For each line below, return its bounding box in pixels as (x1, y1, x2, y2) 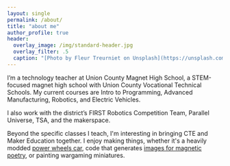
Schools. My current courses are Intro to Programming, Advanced (7, 88, 193, 96)
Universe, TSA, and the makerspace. (7, 116, 111, 124)
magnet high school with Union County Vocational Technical (31, 80, 202, 89)
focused (7, 80, 31, 89)
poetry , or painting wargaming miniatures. (7, 151, 125, 159)
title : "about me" (7, 23, 60, 29)
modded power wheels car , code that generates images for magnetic (7, 143, 202, 152)
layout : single (7, 10, 51, 17)
